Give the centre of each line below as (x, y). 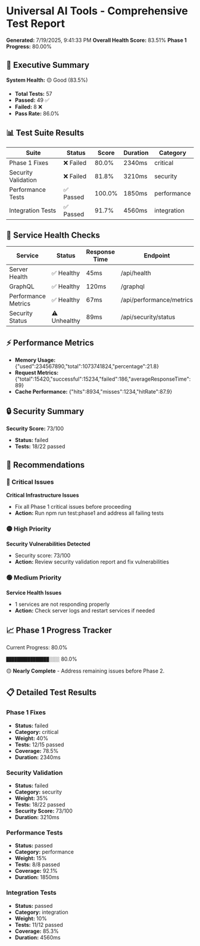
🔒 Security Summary (45, 411)
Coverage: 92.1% (36, 871)
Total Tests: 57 (33, 94)
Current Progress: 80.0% (37, 648)
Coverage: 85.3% (37, 931)
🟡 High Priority (29, 528)
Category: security (38, 792)
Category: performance (44, 852)
